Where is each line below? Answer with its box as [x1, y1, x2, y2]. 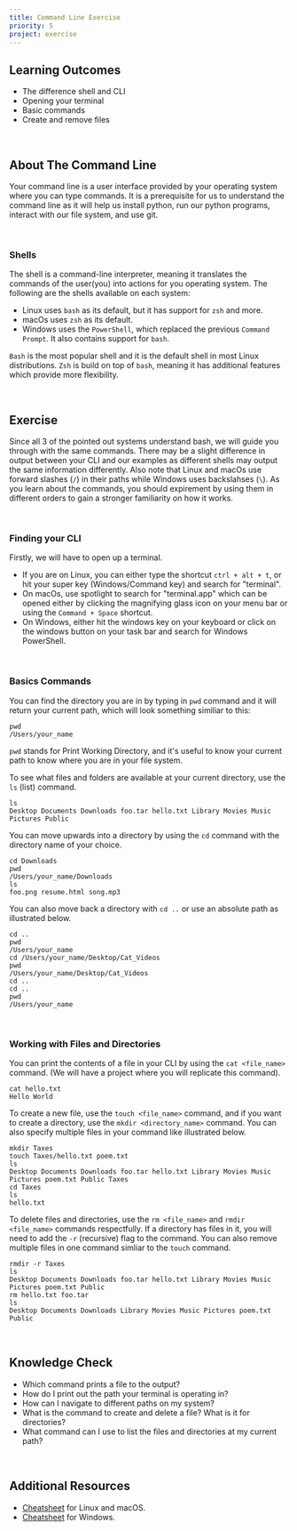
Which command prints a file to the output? [21, 1379, 180, 1390]
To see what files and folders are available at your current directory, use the [9, 772, 286, 782]
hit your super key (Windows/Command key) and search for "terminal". [21, 579, 282, 589]
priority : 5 [9, 21, 53, 30]
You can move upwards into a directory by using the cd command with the [9, 830, 280, 840]
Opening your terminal [21, 95, 105, 107]
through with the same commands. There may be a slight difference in [9, 445, 266, 456]
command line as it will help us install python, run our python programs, [9, 200, 270, 210]
